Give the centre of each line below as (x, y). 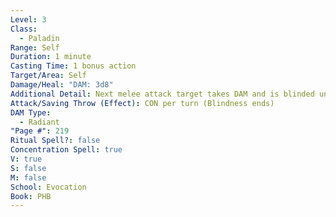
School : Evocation (48, 187)
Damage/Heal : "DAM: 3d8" (62, 85)
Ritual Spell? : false (55, 141)
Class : (24, 29)
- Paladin (39, 38)
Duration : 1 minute (51, 57)
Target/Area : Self (48, 76)
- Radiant (39, 122)
